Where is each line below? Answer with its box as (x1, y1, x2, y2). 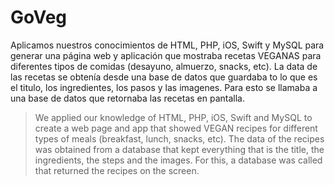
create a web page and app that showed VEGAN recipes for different (34, 122, 318, 134)
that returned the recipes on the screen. (34, 164, 200, 176)
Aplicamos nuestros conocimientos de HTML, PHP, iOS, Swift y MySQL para (10, 39, 325, 51)
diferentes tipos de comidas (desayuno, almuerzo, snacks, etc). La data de (10, 60, 318, 72)
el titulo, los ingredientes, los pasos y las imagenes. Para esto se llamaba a (10, 81, 318, 93)
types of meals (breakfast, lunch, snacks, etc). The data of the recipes (34, 132, 325, 145)
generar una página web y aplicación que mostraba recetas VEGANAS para (10, 49, 322, 61)
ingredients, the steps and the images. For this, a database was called (34, 154, 323, 166)
